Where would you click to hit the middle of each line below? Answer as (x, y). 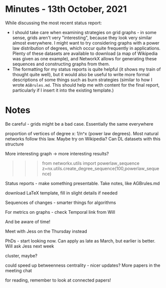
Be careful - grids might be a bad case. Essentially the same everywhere (79, 124)
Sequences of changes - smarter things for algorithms (61, 202)
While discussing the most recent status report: (54, 23)
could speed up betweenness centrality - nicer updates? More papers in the (83, 265)
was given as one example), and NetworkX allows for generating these (84, 58)
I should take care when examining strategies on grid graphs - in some (84, 32)
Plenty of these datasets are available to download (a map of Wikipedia (85, 53)
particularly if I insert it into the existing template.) (63, 90)
